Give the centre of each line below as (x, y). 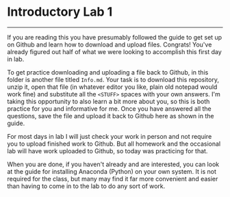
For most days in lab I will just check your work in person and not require (110, 136)
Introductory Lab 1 (60, 12)
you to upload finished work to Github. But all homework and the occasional (114, 144)
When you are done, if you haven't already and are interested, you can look (113, 164)
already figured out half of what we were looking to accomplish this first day (115, 51)
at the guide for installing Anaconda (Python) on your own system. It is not (112, 171)
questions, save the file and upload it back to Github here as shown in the (111, 116)
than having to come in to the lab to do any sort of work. (86, 186)
